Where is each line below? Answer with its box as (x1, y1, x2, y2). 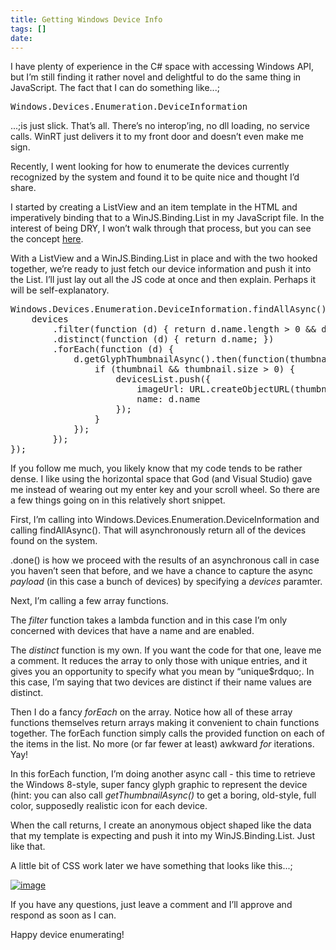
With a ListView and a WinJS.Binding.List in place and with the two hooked (10, 252, 318, 265)
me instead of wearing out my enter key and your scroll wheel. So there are (10, 484, 320, 496)
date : (10, 33, 33, 43)
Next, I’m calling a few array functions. (10, 595, 169, 607)
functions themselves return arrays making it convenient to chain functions (10, 717, 320, 729)
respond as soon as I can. (10, 909, 117, 921)
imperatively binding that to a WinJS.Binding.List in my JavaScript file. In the (10, 212, 325, 224)
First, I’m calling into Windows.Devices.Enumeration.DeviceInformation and (10, 514, 320, 526)
